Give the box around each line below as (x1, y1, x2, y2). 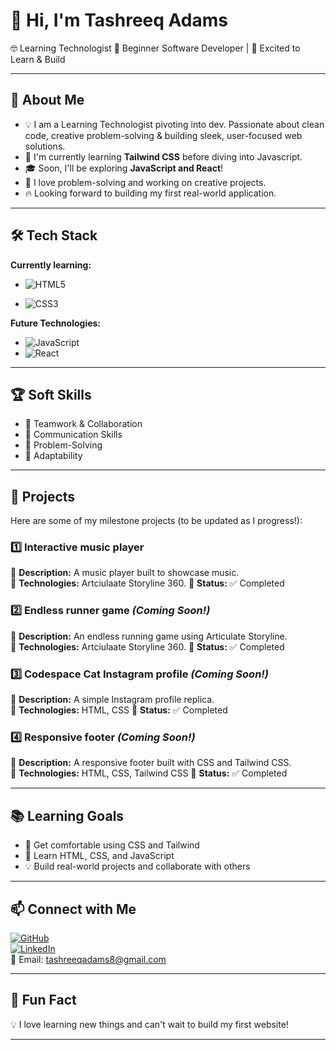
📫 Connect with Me (10, 900, 137, 918)
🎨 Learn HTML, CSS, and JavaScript (24, 850, 175, 862)
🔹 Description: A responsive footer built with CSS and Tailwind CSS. (10, 757, 292, 769)
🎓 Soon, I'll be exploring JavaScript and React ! (24, 162, 224, 174)
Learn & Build (10, 53, 66, 65)
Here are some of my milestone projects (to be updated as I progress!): (10, 515, 303, 527)
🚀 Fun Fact (10, 992, 77, 1009)
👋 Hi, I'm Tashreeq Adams (10, 9, 228, 32)
